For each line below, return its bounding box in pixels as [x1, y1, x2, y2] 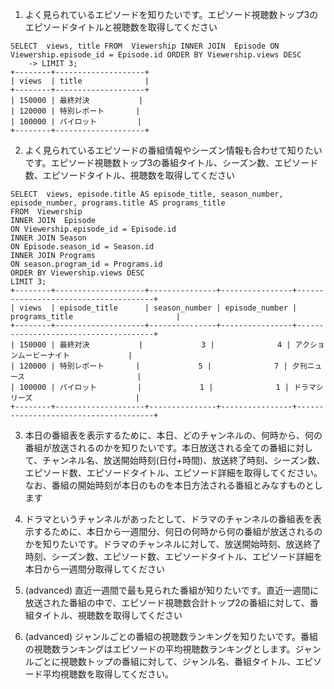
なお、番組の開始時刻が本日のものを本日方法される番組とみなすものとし [24, 479, 323, 491]
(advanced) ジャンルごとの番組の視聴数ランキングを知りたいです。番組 [24, 631, 319, 642]
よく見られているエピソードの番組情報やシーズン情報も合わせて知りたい [24, 144, 323, 156]
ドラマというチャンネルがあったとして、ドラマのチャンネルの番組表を [24, 513, 313, 525]
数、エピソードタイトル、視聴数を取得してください [24, 169, 235, 181]
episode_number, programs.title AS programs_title [10, 198, 226, 208]
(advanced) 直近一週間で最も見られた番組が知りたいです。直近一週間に [24, 584, 320, 596]
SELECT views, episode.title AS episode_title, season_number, [10, 189, 284, 199]
